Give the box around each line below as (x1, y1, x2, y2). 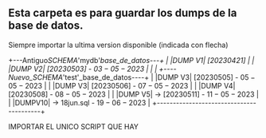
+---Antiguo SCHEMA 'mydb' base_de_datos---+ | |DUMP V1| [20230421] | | (8, 55, 255, 65)
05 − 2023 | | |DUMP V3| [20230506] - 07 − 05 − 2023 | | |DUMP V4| (8, 81, 236, 90)
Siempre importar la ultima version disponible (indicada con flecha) (8, 40, 229, 49)
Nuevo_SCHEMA (8, 72, 64, 82)
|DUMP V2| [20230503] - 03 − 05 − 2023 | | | (8, 64, 158, 73)
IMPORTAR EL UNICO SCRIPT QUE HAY (8, 121, 139, 131)
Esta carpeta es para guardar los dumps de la (8, 6, 237, 20)
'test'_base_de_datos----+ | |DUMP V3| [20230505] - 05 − (62, 72, 256, 82)
